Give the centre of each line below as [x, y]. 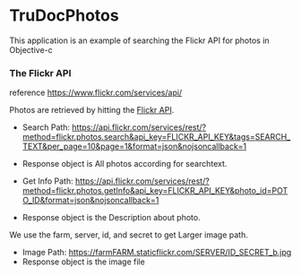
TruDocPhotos [64, 16]
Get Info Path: [47, 181]
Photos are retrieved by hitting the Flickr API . [92, 110]
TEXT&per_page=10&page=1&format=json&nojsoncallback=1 [134, 147]
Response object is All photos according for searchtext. [125, 164]
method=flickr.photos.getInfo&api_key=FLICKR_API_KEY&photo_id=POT [155, 191]
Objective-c [31, 49]
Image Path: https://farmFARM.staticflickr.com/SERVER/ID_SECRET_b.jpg [157, 253]
